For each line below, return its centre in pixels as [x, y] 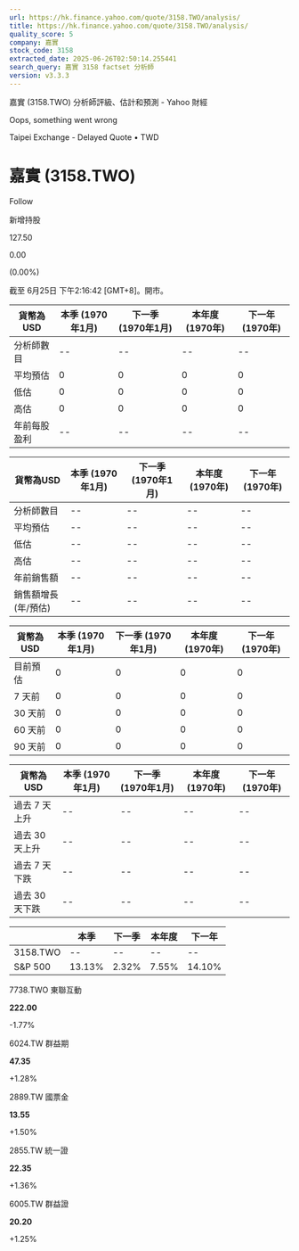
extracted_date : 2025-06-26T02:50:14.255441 [93, 59]
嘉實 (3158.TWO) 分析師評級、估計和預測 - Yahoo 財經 [109, 102]
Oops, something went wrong [64, 119]
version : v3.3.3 [39, 76]
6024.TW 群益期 [39, 1043]
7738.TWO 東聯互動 [45, 990]
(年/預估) [32, 607]
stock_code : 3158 [41, 51]
